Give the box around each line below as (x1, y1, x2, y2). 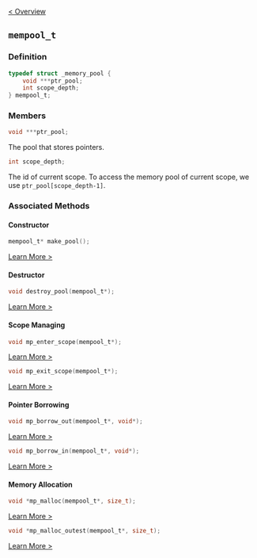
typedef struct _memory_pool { (8, 69, 111, 78)
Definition (8, 52, 47, 63)
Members (8, 110, 46, 121)
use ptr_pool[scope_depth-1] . (8, 181, 106, 190)
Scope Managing (8, 320, 66, 330)
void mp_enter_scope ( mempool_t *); (8, 338, 123, 346)
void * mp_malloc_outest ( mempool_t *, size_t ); (8, 527, 161, 535)
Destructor (8, 269, 45, 280)
